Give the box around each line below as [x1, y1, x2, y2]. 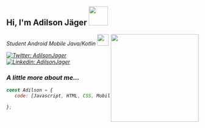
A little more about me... [6, 73, 80, 82]
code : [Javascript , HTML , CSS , [14, 93, 95, 99]
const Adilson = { [6, 87, 53, 93]
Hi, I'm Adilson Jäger [6, 18, 87, 28]
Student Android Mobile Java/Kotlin [6, 40, 96, 47]
